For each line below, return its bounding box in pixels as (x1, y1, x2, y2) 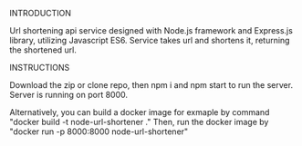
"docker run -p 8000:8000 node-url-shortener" (9, 126, 189, 137)
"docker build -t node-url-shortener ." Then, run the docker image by (9, 117, 269, 127)
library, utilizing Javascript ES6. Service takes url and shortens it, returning (9, 35, 290, 45)
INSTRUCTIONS (9, 63, 70, 73)
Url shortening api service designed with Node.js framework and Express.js (9, 25, 294, 35)
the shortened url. (9, 44, 78, 55)
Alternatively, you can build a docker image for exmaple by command (9, 107, 270, 117)
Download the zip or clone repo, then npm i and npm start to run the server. (9, 80, 294, 90)
